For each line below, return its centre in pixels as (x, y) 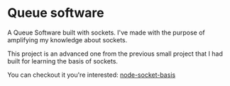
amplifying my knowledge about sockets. (67, 39)
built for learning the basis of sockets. (63, 61)
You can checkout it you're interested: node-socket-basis (92, 75)
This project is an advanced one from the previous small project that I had (115, 54)
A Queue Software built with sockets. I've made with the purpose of (106, 32)
